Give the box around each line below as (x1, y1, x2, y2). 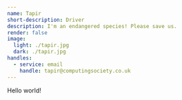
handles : (7, 55, 32, 62)
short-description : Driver (7, 16, 85, 23)
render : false (7, 29, 48, 36)
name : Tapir (7, 10, 41, 17)
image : (7, 36, 26, 42)
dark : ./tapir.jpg (13, 49, 67, 55)
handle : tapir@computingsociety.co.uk (19, 67, 131, 74)
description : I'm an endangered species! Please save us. (7, 23, 177, 29)
